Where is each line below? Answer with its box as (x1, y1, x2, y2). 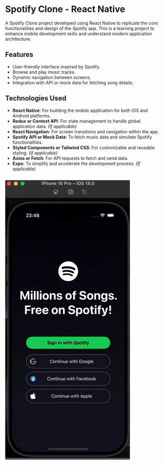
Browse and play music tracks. (12, 69, 76, 75)
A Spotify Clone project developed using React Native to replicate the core (5, 20, 159, 26)
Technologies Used (5, 94, 66, 103)
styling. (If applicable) (12, 150, 58, 156)
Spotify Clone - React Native (5, 3, 126, 15)
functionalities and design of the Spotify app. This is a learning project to (5, 25, 155, 31)
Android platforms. (12, 112, 51, 118)
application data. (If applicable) (12, 123, 77, 129)
